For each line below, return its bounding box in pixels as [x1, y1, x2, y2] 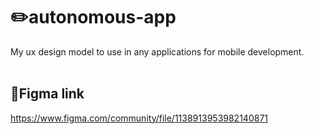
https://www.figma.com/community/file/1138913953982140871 [10, 112, 269, 124]
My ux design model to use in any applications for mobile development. [10, 45, 305, 58]
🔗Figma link [10, 85, 85, 103]
